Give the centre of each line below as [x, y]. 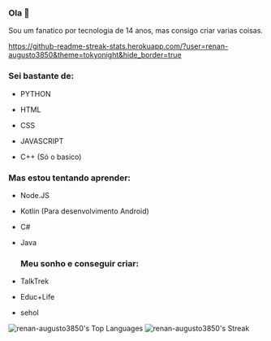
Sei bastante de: [41, 76]
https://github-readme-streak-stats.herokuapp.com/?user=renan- [118, 46]
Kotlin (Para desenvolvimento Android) [85, 211]
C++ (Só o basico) [51, 157]
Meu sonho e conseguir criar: [80, 263]
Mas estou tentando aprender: [70, 178]
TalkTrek [34, 281]
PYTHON [35, 93]
